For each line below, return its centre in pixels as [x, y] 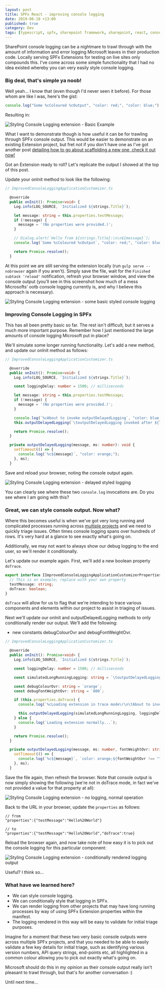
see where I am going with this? [37, 497]
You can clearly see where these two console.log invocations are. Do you [80, 492]
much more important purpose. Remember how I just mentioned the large [79, 330]
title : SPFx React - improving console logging [55, 14]
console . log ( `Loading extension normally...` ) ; [68, 722]
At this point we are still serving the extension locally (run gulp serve [74, 266]
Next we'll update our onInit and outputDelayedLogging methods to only [78, 618]
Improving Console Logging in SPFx [48, 314]
